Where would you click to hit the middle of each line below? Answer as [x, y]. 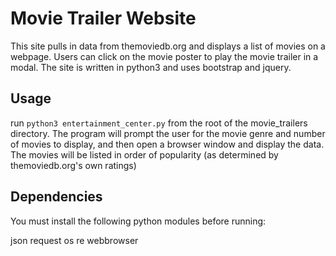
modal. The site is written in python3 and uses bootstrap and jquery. [151, 67]
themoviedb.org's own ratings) [73, 165]
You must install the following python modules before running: [138, 221]
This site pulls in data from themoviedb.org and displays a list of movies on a [168, 46]
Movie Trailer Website [103, 18]
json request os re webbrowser [74, 240]
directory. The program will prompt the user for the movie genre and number [168, 133]
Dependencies [56, 197]
